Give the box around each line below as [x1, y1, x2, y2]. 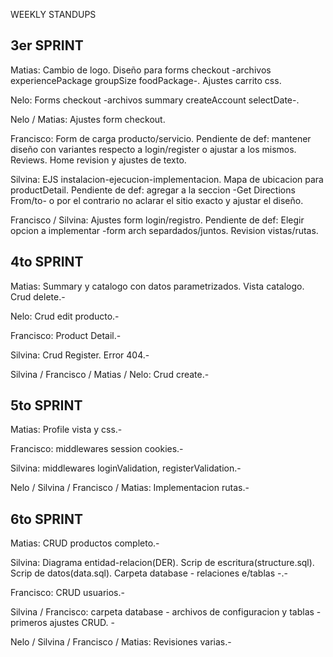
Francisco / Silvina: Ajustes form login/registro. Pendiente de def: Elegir [10, 214, 305, 226]
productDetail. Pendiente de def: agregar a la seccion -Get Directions [10, 184, 296, 196]
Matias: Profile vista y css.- [10, 424, 123, 436]
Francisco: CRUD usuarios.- [10, 587, 125, 599]
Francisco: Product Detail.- [10, 329, 122, 341]
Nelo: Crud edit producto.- [10, 310, 120, 322]
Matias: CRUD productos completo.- [10, 537, 160, 549]
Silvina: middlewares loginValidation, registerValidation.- [10, 462, 242, 474]
